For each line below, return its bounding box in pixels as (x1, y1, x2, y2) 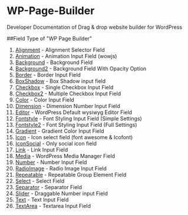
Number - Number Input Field (15, 159, 87, 166)
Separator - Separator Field (15, 183, 82, 190)
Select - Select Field (15, 177, 65, 184)
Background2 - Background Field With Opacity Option (15, 65, 147, 72)
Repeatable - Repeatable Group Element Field (15, 171, 127, 178)
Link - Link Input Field (15, 146, 68, 153)
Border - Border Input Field (15, 71, 81, 78)
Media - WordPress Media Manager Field (15, 152, 116, 159)
